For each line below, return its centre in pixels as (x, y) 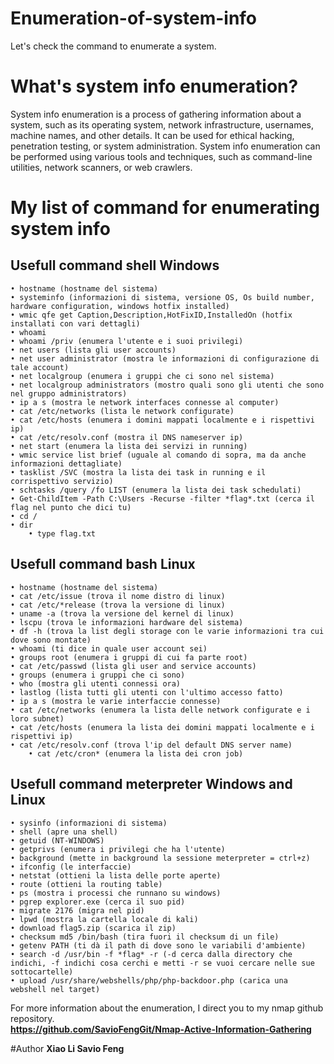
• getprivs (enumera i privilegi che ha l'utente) (118, 849)
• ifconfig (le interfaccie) (71, 867)
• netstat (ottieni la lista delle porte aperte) (116, 875)
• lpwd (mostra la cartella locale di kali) (104, 919)
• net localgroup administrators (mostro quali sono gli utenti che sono (167, 385)
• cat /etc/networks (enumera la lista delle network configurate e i (160, 710)
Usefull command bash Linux (103, 564)
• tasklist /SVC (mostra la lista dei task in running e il (138, 472)
